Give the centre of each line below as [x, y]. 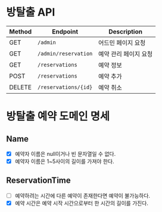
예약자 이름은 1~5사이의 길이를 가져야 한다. [64, 161]
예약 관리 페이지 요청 [125, 54]
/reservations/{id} [65, 87]
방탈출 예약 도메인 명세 [58, 116]
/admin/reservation [65, 53]
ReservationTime [39, 181]
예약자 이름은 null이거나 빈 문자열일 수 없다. [65, 153]
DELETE [20, 87]
